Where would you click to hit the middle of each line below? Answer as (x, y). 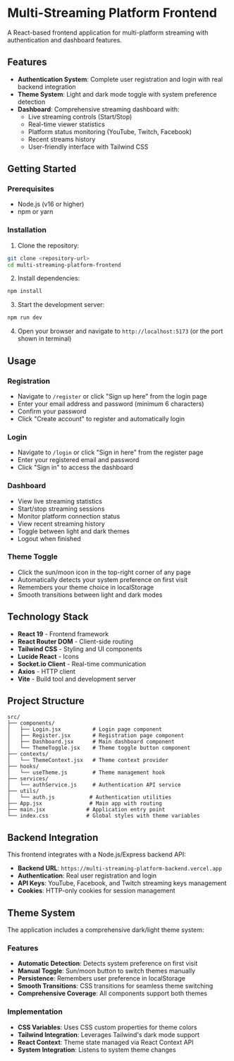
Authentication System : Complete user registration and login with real (120, 79)
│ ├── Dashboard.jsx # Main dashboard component (91, 742)
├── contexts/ (28, 754)
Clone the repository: (48, 245)
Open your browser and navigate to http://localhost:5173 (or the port (120, 331)
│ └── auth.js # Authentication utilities (90, 798)
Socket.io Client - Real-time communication (82, 664)
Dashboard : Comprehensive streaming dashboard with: (98, 109)
